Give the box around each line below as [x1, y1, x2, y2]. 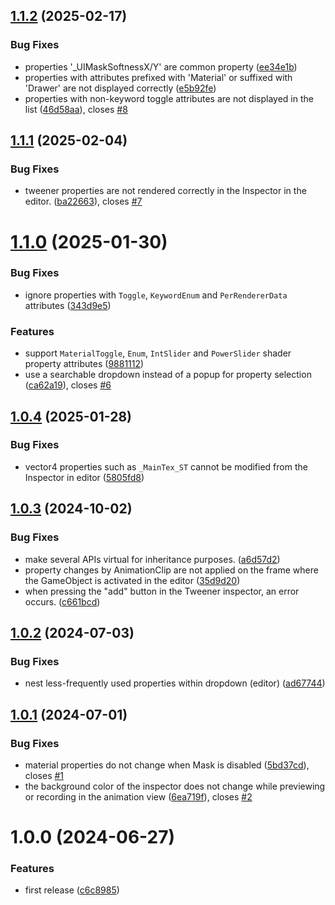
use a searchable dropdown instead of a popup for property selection [24, 369, 312, 381]
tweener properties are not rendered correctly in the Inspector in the [24, 185, 307, 197]
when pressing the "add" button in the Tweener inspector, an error [24, 585, 300, 597]
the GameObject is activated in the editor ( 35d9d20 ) [24, 574, 241, 586]
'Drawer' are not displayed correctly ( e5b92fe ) [24, 82, 217, 94]
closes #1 [24, 769, 65, 781]
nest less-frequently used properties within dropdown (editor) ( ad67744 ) [24, 677, 326, 689]
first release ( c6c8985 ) [24, 884, 120, 896]
